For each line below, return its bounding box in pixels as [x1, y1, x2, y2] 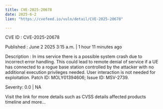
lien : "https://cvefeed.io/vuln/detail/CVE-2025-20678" [5, 16, 123, 21]
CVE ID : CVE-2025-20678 [5, 34, 60, 40]
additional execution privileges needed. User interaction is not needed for [5, 69, 156, 75]
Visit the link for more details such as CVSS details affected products [5, 94, 146, 100]
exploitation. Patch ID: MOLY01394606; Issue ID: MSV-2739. [5, 75, 129, 81]
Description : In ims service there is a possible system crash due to [5, 54, 143, 59]
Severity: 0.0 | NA [5, 84, 41, 90]
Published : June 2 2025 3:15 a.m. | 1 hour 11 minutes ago [5, 44, 122, 50]
